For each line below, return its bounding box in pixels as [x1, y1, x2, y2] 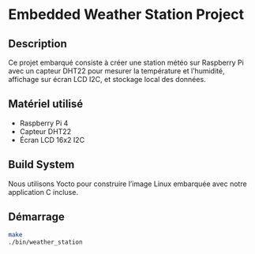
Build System [8, 158, 75, 171]
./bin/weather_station [8, 238, 83, 246]
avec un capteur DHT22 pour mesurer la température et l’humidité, [8, 66, 225, 76]
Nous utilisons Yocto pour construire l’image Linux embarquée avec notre [8, 179, 247, 189]
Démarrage [8, 211, 65, 224]
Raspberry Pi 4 [19, 118, 69, 128]
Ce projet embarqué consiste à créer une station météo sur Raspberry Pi [8, 58, 245, 67]
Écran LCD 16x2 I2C [19, 135, 85, 144]
